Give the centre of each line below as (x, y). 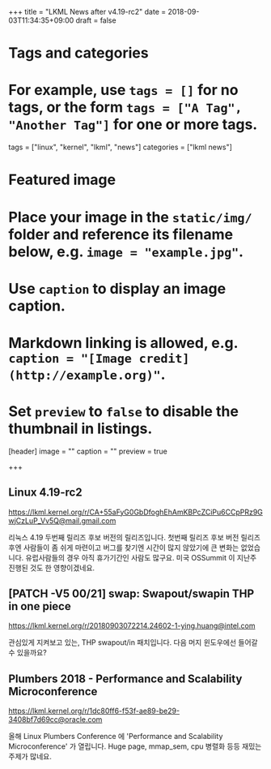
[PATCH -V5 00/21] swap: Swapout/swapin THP (131, 594)
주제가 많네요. (30, 757)
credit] (164, 358)
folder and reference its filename (121, 234)
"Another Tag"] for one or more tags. (133, 125)
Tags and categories (78, 53)
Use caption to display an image (117, 288)
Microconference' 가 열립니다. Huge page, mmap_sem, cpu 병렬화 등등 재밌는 (135, 746)
